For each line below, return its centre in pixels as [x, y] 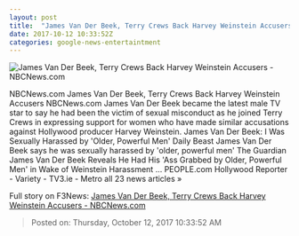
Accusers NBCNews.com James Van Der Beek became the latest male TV [145, 104]
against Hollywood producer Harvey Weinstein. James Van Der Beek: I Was [147, 132]
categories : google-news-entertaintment [85, 42]
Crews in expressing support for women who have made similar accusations [149, 122]
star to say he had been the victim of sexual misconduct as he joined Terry [146, 113]
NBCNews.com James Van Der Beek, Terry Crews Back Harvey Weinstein [145, 94]
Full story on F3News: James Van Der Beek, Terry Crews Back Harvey [137, 196]
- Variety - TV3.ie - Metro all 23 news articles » [96, 179]
